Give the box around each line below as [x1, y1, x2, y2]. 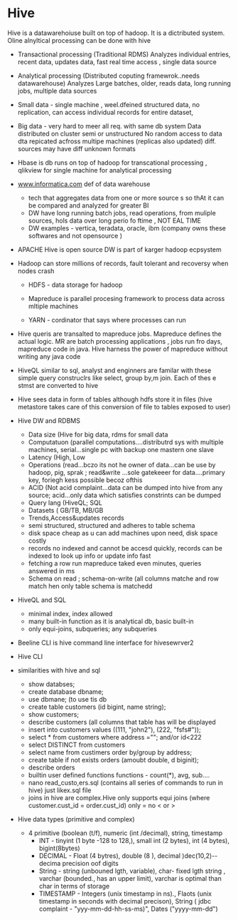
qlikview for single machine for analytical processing [17, 165, 172, 174]
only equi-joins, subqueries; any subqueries [28, 624, 158, 633]
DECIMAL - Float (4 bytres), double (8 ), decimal [38, 851, 181, 860]
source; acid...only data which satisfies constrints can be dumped [28, 491, 222, 499]
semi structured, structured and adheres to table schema [28, 521, 195, 529]
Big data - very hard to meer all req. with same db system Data [17, 121, 202, 130]
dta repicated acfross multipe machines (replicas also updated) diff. [17, 137, 217, 145]
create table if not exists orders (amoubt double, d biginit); [28, 755, 199, 764]
